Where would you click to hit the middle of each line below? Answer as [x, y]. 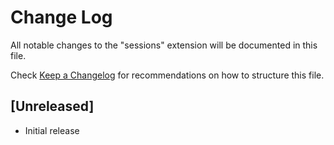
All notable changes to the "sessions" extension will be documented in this [164, 45]
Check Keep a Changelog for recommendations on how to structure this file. [167, 75]
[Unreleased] [52, 106]
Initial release [52, 130]
